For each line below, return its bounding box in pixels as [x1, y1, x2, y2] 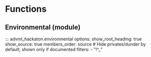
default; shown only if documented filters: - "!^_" [5, 47, 103, 52]
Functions [5, 3, 47, 15]
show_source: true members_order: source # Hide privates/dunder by [5, 41, 146, 47]
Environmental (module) [5, 23, 81, 31]
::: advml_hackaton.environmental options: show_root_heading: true [5, 36, 142, 42]
